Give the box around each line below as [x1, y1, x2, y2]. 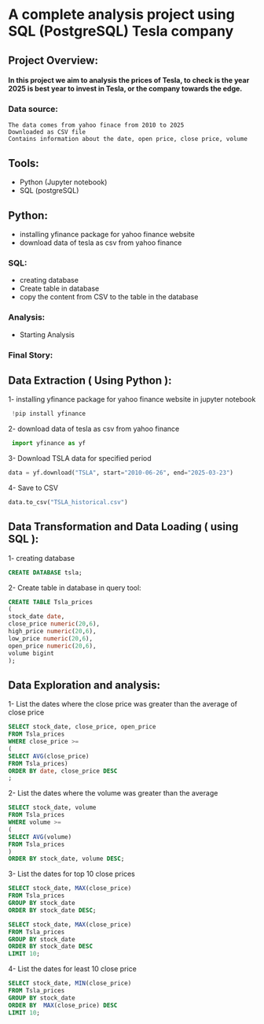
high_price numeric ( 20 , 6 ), [8, 628, 97, 636]
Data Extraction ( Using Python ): [8, 374, 172, 387]
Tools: [8, 156, 39, 170]
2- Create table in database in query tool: [8, 583, 141, 592]
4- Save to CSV [8, 483, 59, 493]
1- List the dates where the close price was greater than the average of [8, 699, 238, 709]
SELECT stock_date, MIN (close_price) [8, 979, 132, 988]
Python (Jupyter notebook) [19, 177, 108, 187]
